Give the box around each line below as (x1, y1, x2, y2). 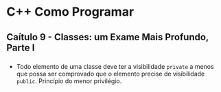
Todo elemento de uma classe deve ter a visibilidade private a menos (16, 62, 214, 70)
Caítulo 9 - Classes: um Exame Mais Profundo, (6, 31, 209, 43)
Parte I (6, 42, 35, 53)
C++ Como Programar (6, 4, 135, 20)
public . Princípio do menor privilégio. (16, 76, 122, 85)
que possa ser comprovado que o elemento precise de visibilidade (16, 70, 205, 78)
